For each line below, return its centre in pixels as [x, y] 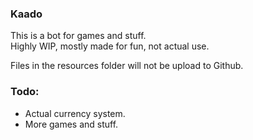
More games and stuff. [71, 124]
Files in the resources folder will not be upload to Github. [127, 66]
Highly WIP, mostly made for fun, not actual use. [110, 46]
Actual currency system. [75, 113]
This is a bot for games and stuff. [78, 36]
